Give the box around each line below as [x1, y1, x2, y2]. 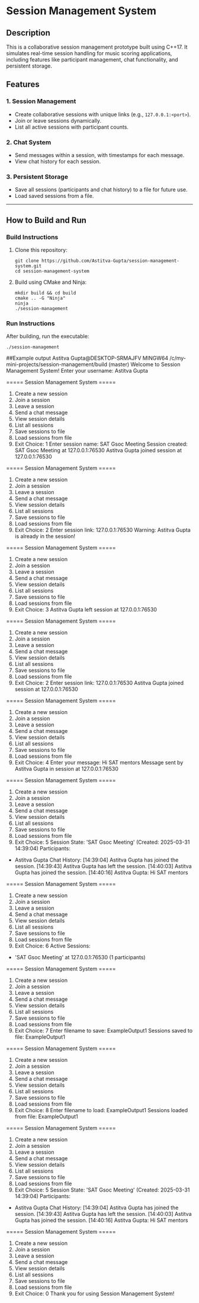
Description [6, 28, 50, 38]
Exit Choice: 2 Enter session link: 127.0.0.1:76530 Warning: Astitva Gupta [14, 526, 191, 534]
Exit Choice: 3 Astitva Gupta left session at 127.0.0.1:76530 [14, 606, 157, 613]
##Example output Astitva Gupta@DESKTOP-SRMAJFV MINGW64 [6, 354, 169, 362]
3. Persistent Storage [6, 172, 68, 181]
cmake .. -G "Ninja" [14, 295, 66, 301]
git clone [14, 258, 40, 264]
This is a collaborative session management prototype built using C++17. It [6, 43, 188, 50]
